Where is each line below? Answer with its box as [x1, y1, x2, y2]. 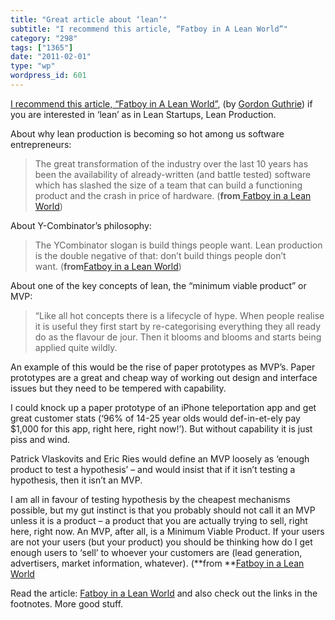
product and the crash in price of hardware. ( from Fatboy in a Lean [34, 189, 312, 201]
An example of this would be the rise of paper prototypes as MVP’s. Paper [10, 361, 316, 373]
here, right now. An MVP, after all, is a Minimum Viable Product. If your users [10, 525, 325, 537]
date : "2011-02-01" [10, 52, 92, 62]
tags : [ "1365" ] [10, 42, 74, 53]
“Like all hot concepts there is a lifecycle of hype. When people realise [34, 309, 325, 321]
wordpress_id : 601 [10, 71, 87, 81]
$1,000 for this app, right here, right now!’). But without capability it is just [10, 422, 313, 435]
